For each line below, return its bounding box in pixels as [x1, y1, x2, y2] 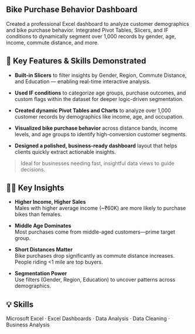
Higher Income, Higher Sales [14, 198, 86, 205]
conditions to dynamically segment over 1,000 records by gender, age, [6, 32, 176, 40]
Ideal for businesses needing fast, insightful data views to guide [20, 160, 175, 167]
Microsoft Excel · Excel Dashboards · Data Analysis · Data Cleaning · [6, 315, 170, 322]
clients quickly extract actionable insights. [14, 148, 116, 155]
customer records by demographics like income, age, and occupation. [14, 113, 184, 120]
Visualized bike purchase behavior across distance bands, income [14, 124, 177, 131]
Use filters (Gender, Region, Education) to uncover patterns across [14, 276, 176, 284]
